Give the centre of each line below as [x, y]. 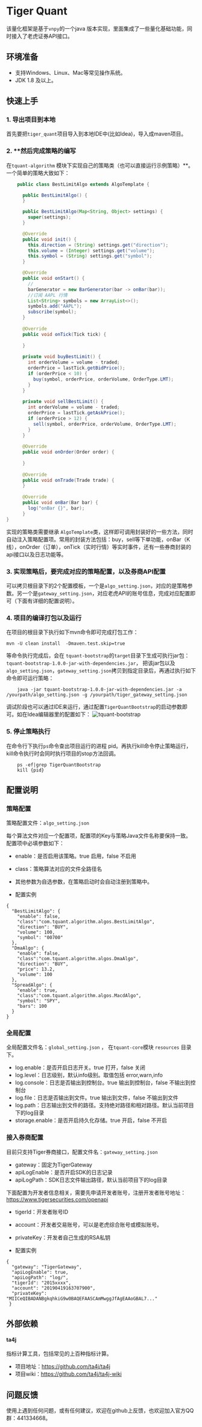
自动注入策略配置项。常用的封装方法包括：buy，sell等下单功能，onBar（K [98, 539]
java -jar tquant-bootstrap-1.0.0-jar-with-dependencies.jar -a [99, 690]
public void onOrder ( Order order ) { [68, 452]
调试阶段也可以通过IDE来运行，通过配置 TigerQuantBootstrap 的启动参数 [94, 707]
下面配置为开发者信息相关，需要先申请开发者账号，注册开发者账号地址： [96, 1192]
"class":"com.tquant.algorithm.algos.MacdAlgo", [79, 996]
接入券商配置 [25, 1137]
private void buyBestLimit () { [62, 357]
